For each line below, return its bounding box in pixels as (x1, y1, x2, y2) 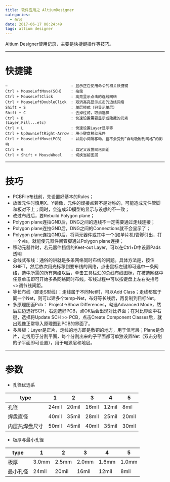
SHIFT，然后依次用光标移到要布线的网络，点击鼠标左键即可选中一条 (12, 264, 154, 269)
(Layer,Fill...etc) (5, 120, 47, 125)
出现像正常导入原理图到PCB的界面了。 (12, 320, 93, 327)
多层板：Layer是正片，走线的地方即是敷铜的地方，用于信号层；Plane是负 (12, 327, 165, 333)
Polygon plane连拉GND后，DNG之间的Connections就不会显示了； (12, 226, 151, 231)
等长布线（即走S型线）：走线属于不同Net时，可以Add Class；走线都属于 (12, 289, 162, 295)
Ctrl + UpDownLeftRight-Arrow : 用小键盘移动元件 (5, 131, 106, 136)
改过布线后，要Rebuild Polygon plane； (12, 213, 95, 218)
